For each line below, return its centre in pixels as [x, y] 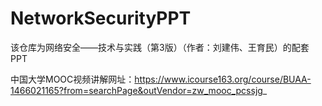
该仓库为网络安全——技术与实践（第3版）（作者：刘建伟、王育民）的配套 [160, 47]
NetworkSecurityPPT [101, 18]
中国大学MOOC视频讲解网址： [72, 79]
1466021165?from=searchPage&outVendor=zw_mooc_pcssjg [136, 90]
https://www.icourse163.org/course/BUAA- [223, 79]
